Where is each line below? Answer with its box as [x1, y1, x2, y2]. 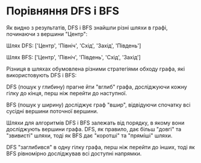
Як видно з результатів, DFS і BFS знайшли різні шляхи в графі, [6, 24, 168, 31]
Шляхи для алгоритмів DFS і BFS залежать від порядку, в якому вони [6, 119, 185, 126]
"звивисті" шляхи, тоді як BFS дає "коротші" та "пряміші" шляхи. [6, 132, 173, 139]
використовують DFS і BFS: [6, 71, 77, 79]
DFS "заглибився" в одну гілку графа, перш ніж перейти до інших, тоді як [6, 143, 196, 150]
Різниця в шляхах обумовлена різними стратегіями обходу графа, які [6, 65, 185, 73]
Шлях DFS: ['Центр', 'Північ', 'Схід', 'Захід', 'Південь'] [6, 42, 141, 49]
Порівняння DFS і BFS [6, 4, 119, 18]
